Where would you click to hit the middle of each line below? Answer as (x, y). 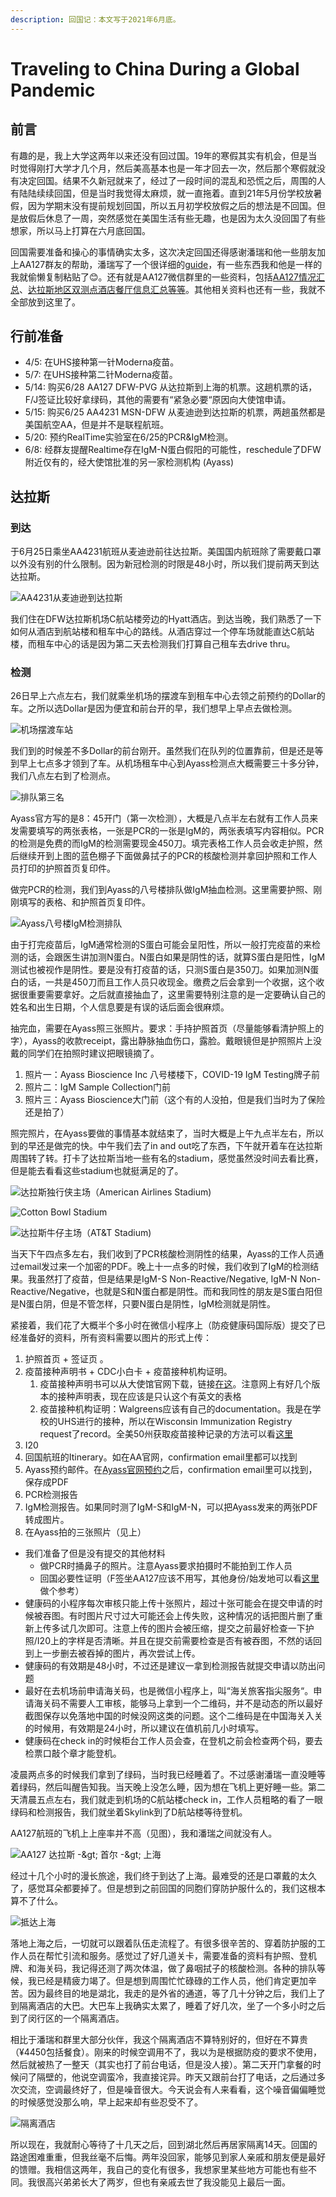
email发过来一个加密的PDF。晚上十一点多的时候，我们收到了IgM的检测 (164, 1267)
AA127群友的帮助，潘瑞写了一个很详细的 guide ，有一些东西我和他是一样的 (170, 264)
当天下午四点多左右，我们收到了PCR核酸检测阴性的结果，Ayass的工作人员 (163, 1254)
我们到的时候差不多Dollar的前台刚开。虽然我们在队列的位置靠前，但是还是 (162, 751)
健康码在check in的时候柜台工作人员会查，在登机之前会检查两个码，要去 (173, 1741)
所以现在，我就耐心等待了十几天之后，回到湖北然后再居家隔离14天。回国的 (164, 2145)
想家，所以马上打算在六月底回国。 (80, 230)
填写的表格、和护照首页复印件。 (84, 902)
